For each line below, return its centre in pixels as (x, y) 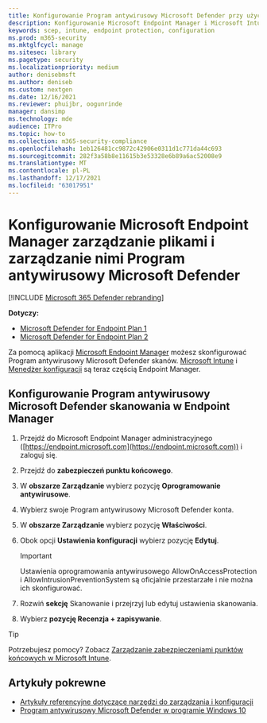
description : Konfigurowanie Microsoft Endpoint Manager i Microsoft (126, 23)
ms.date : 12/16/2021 (43, 97)
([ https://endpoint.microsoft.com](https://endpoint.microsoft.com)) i (131, 447)
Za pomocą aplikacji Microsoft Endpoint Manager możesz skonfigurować (128, 352)
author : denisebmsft (43, 75)
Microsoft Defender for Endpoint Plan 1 (83, 328)
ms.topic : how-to (37, 133)
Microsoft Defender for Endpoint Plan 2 (84, 336)
